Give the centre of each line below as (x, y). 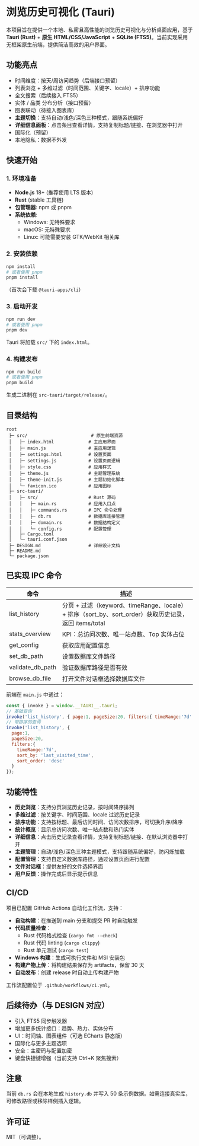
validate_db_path (33, 667)
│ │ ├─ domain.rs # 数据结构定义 (64, 523)
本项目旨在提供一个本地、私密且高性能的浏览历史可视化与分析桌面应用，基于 (99, 30)
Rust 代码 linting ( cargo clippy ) (62, 943)
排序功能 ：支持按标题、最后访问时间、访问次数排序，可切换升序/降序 (99, 822)
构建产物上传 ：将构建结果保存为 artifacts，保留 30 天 (80, 965)
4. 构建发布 (22, 359)
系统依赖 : (26, 215)
